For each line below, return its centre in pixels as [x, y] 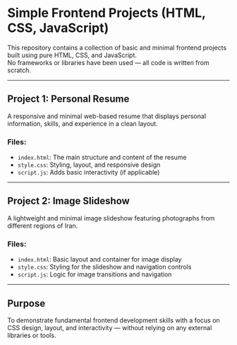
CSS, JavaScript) [58, 28]
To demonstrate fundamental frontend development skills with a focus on [114, 320]
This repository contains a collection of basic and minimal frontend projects [117, 47]
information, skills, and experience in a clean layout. [83, 123]
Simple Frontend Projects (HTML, [107, 13]
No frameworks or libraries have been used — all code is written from [108, 62]
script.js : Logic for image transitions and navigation [95, 274]
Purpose [26, 303]
